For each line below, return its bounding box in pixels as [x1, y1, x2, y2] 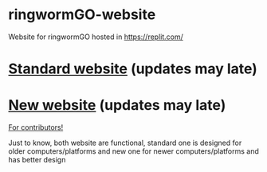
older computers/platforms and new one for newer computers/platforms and [8, 147, 259, 156]
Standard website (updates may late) [8, 60, 257, 78]
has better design [8, 155, 66, 165]
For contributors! [8, 123, 64, 132]
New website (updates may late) [8, 96, 226, 115]
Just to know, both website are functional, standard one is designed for [8, 138, 242, 148]
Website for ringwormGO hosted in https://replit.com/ [8, 32, 183, 41]
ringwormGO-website [8, 6, 156, 24]
